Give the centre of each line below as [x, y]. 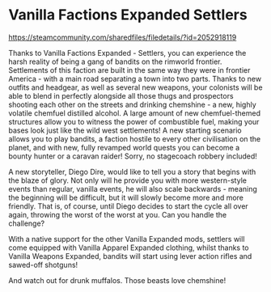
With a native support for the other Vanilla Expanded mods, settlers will [127, 239]
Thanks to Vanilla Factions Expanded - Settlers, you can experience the [127, 53]
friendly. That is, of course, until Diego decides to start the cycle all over [128, 206]
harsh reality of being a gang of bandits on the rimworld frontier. [115, 61]
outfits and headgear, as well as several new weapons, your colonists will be [135, 87]
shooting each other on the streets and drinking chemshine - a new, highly [132, 104]
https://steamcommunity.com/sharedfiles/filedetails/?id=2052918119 [123, 37]
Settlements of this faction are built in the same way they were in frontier [129, 70]
